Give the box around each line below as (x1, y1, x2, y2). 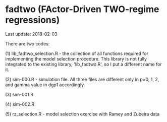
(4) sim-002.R (5, 101, 34, 107)
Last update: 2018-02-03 (5, 31, 58, 37)
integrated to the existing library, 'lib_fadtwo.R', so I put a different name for (5, 61, 162, 67)
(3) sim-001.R (5, 91, 34, 97)
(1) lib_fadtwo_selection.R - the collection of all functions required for (5, 50, 149, 56)
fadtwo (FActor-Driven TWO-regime (5, 4, 159, 15)
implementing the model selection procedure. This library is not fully (5, 55, 147, 62)
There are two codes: (5, 40, 50, 46)
